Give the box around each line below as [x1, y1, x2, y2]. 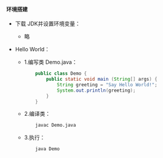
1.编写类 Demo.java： [24, 58, 78, 66]
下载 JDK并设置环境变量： [15, 20, 81, 27]
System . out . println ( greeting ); [56, 87, 136, 93]
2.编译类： [24, 110, 51, 118]
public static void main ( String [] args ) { [45, 76, 158, 83]
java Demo [35, 146, 60, 152]
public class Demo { [35, 71, 87, 77]
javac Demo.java [35, 122, 76, 128]
